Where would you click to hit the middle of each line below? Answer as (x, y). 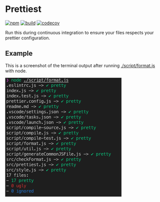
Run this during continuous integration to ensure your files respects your (80, 32)
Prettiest (23, 9)
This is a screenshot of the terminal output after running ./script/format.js (80, 65)
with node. (16, 71)
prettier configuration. (28, 38)
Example (19, 53)
